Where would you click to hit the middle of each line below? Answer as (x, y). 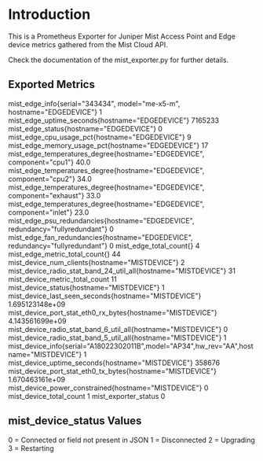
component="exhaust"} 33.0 (55, 195)
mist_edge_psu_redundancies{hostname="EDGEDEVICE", (101, 220)
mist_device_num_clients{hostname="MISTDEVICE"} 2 (97, 262)
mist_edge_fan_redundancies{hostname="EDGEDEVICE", (101, 237)
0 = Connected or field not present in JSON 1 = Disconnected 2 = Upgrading (131, 440)
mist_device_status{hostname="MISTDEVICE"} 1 (86, 287)
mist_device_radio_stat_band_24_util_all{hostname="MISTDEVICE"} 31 (122, 271)
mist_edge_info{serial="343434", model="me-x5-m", (94, 103)
